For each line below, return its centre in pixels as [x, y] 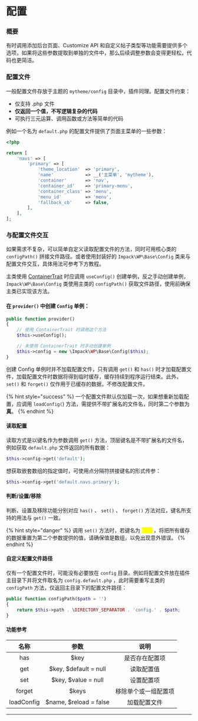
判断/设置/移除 [24, 496]
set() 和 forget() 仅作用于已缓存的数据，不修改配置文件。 [77, 384]
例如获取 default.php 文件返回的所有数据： [58, 447]
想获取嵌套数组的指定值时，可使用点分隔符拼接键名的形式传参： [83, 471]
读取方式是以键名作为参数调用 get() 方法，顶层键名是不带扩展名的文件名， [97, 440]
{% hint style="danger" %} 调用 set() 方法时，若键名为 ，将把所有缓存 [98, 530]
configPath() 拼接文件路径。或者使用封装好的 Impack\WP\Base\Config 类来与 [98, 257]
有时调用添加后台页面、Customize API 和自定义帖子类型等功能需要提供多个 [97, 46]
